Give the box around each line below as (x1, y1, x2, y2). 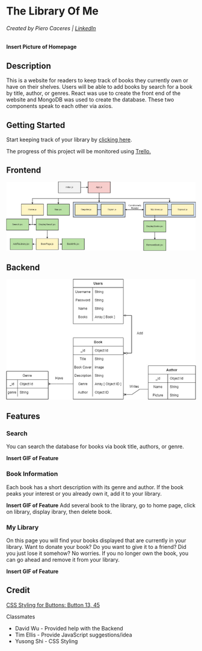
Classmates (6, 613, 35, 620)
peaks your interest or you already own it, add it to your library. (6, 490, 162, 497)
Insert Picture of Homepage (6, 43, 77, 51)
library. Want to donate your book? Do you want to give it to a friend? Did (6, 544, 186, 551)
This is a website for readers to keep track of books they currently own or (6, 77, 189, 84)
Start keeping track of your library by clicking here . (6, 136, 132, 143)
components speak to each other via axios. (6, 103, 113, 110)
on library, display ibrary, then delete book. (6, 508, 112, 515)
